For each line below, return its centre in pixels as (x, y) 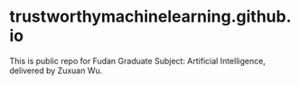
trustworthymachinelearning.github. (150, 17)
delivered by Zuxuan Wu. (56, 71)
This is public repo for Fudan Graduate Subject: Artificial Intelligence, (138, 61)
